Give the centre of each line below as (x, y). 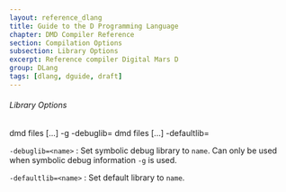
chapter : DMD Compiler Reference (72, 34)
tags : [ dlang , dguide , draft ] (66, 77)
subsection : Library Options (64, 51)
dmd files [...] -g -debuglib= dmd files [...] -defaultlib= (109, 133)
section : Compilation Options (66, 43)
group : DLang (34, 69)
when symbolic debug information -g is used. (93, 160)
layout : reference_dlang (56, 18)
